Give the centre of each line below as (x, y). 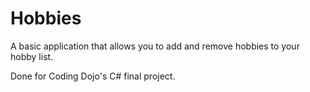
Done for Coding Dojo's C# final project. (93, 76)
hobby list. (32, 56)
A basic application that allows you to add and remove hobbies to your (155, 46)
